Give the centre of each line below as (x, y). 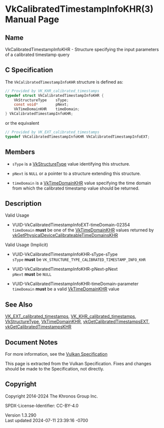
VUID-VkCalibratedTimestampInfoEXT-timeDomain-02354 (71, 225)
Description (23, 204)
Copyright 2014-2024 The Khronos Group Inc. (51, 396)
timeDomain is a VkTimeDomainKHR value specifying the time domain (82, 183)
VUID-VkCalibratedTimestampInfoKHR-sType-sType (65, 255)
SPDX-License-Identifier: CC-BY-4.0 (42, 405)
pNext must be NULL (32, 274)
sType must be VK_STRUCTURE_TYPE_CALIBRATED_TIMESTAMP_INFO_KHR (79, 259)
